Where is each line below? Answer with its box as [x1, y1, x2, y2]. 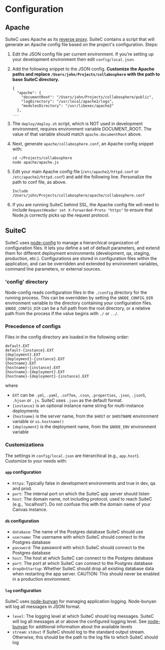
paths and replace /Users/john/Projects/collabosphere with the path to [12, 71, 160, 77]
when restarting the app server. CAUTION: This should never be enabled [12, 571, 160, 577]
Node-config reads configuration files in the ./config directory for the [5, 289, 147, 295]
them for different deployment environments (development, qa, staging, [5, 250, 150, 256]
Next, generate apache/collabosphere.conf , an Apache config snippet [12, 141, 154, 146]
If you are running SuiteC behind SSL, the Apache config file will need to [12, 202, 159, 207]
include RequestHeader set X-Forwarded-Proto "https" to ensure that [12, 207, 153, 213]
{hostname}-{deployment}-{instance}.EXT [5, 374, 90, 379]
